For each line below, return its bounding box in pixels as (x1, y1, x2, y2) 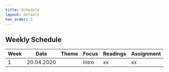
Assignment (131, 50, 161, 57)
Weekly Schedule (5, 35, 62, 44)
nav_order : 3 (5, 17, 33, 22)
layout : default (5, 12, 39, 17)
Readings (103, 50, 126, 57)
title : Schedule (5, 7, 39, 13)
